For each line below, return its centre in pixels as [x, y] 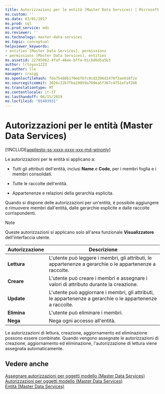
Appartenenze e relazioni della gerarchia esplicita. [63, 193]
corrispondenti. [21, 213]
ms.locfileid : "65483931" [31, 101]
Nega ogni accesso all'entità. [82, 321]
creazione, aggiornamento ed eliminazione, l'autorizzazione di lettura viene [81, 343]
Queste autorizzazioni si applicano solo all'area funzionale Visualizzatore [80, 232]
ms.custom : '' [20, 14]
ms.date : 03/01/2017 [26, 19]
